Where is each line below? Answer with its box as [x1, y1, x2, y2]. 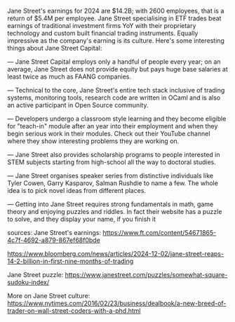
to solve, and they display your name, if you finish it [7, 215, 156, 223]
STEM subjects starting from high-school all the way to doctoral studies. [7, 158, 216, 166]
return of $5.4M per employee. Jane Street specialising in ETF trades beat [7, 14, 222, 22]
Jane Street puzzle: [7, 271, 64, 279]
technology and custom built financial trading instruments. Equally [7, 29, 199, 37]
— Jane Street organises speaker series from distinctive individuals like [7, 172, 214, 180]
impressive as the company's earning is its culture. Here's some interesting [7, 36, 224, 45]
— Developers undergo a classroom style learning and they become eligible [7, 114, 227, 123]
